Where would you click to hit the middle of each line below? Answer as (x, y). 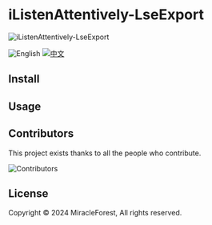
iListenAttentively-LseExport (106, 15)
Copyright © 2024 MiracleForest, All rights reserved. (95, 213)
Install (24, 79)
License (28, 193)
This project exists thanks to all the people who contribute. (105, 153)
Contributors (41, 134)
